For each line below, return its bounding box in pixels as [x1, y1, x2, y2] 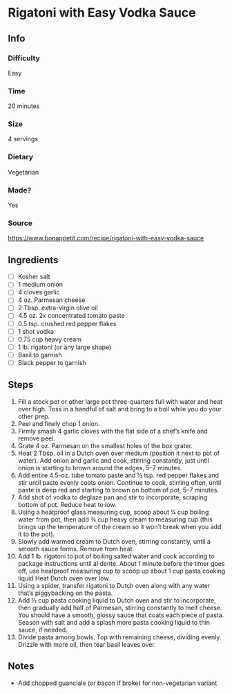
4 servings [8, 135, 39, 143]
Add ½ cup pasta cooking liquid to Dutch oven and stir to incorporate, [17, 596, 216, 604]
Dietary [8, 152, 34, 162]
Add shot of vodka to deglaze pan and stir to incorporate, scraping [17, 493, 208, 501]
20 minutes [8, 102, 40, 110]
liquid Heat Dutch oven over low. [17, 573, 110, 582]
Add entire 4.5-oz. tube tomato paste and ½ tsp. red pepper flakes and [17, 471, 220, 479]
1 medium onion [17, 281, 64, 289]
